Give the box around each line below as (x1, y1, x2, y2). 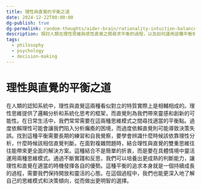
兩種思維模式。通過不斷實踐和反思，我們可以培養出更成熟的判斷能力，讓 (16, 154, 195, 162)
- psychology (11, 48, 44, 54)
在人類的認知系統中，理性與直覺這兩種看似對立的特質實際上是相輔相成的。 (6, 102, 190, 109)
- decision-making (11, 53, 58, 59)
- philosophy (11, 43, 44, 49)
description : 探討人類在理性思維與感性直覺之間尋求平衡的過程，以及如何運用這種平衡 (6, 31, 193, 37)
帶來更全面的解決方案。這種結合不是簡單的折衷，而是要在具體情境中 (16, 147, 184, 154)
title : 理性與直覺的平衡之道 (6, 8, 70, 15)
